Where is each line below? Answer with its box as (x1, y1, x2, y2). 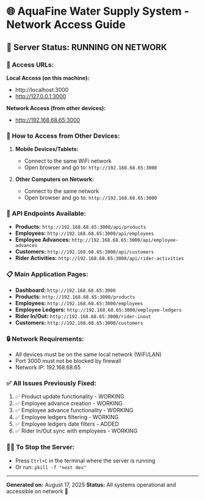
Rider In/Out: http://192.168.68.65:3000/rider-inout (15, 312, 151, 319)
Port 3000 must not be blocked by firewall (15, 357, 121, 365)
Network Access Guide (6, 18, 126, 32)
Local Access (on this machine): (6, 74, 90, 81)
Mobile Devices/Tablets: (15, 146, 79, 153)
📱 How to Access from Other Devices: (6, 132, 120, 140)
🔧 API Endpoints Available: (6, 209, 87, 218)
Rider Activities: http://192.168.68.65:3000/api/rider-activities (15, 254, 184, 262)
